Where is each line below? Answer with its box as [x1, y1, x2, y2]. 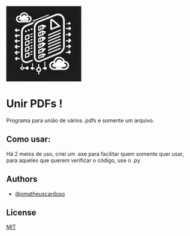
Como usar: [6, 134, 51, 144]
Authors [6, 174, 38, 184]
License [6, 207, 37, 217]
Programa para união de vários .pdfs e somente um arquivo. [6, 117, 155, 124]
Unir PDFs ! [6, 97, 63, 111]
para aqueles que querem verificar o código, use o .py [6, 157, 141, 164]
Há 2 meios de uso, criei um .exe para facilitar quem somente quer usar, [6, 150, 184, 157]
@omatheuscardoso [14, 190, 65, 197]
